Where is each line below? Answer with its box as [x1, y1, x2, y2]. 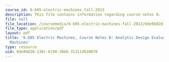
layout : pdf [5, 30, 30, 35]
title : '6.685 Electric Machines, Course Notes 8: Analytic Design [5, 35, 150, 40]
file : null [5, 16, 28, 21]
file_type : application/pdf [5, 26, 64, 31]
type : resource [5, 44, 37, 49]
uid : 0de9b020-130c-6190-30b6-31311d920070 [5, 49, 98, 54]
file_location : [5, 21, 37, 26]
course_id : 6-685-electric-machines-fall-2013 [5, 7, 105, 12]
